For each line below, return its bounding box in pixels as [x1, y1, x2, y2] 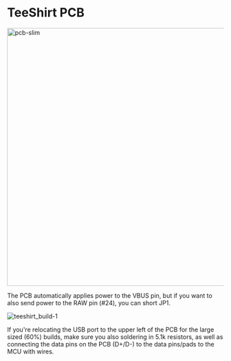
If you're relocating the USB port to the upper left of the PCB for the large [7, 325, 214, 333]
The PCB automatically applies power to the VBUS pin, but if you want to [7, 291, 213, 300]
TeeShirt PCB [7, 5, 85, 21]
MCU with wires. [7, 347, 54, 355]
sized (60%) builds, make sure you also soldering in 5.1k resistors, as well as [7, 332, 223, 341]
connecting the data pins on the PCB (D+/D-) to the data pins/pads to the [7, 340, 214, 348]
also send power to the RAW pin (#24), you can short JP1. [7, 298, 170, 307]
